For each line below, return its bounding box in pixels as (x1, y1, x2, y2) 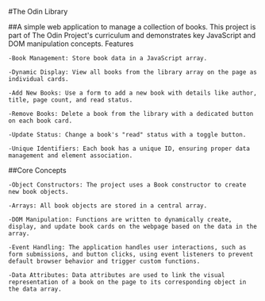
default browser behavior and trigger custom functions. (8, 257, 201, 265)
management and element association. (8, 152, 133, 160)
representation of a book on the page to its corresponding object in (8, 278, 247, 286)
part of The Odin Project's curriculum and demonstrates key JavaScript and (8, 31, 256, 40)
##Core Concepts (8, 166, 67, 175)
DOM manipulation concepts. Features (8, 39, 134, 48)
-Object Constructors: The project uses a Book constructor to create (8, 181, 247, 189)
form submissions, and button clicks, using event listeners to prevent (8, 250, 254, 258)
